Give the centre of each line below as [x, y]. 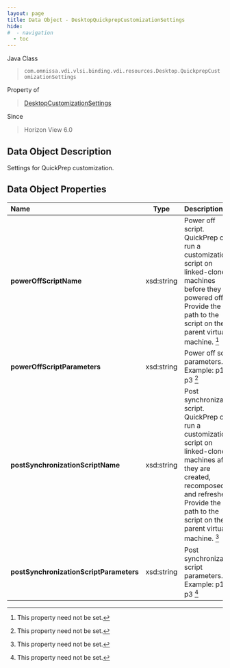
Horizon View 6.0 [48, 130]
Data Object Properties [57, 189]
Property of [23, 90]
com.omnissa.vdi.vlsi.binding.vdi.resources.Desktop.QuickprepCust [122, 71]
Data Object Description [59, 151]
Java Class [23, 58]
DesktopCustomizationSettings [67, 103]
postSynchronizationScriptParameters [75, 572]
